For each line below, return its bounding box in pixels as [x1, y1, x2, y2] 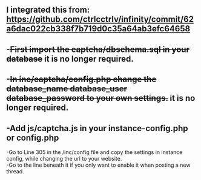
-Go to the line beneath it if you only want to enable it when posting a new [6, 161, 191, 169]
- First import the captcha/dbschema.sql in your [6, 44, 189, 54]
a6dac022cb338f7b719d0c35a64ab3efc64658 [6, 24, 191, 34]
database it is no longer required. [6, 54, 134, 64]
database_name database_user [6, 84, 128, 94]
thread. [6, 167, 24, 175]
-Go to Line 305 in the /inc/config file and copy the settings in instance [6, 148, 183, 156]
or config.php [6, 132, 59, 143]
